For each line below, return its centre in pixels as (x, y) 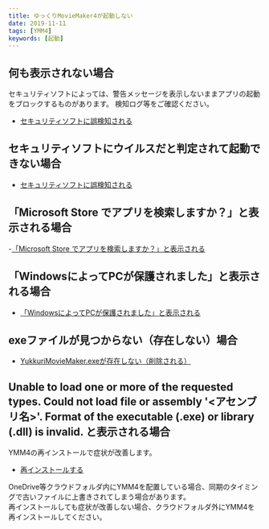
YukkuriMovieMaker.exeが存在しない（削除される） (105, 361)
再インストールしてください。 (57, 517)
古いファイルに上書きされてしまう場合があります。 (106, 497)
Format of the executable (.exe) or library (149, 417)
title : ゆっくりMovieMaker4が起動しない (71, 16)
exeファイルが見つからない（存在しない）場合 (123, 340)
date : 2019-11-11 (37, 23)
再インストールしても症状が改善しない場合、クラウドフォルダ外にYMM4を (132, 507)
